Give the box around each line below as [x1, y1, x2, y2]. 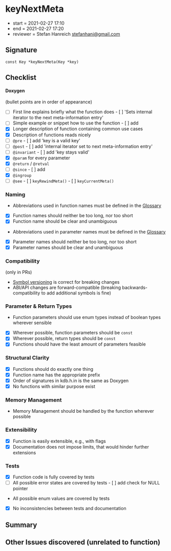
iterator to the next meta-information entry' [12, 115, 104, 121]
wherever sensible [12, 320, 52, 326]
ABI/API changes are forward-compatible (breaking [12, 284, 121, 290]
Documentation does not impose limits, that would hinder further [12, 443, 149, 450]
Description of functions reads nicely [12, 132, 91, 138]
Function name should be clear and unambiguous [12, 218, 118, 224]
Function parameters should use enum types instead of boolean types [12, 314, 161, 321]
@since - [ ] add [12, 166, 46, 172]
